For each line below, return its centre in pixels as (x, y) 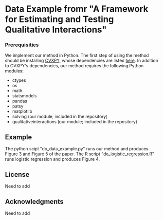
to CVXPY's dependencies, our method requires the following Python (74, 66)
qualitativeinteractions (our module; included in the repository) (75, 122)
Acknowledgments (35, 201)
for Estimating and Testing (60, 19)
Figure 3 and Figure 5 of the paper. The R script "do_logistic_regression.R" (80, 154)
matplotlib (22, 111)
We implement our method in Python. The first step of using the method (77, 55)
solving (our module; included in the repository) (60, 117)
